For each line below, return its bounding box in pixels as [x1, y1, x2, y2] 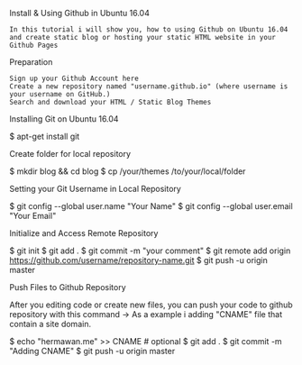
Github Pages [9, 41, 59, 50]
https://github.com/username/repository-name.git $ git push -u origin [9, 255, 268, 265]
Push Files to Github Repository [9, 282, 126, 292]
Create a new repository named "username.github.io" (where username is [9, 82, 288, 91]
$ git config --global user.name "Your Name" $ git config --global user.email [9, 201, 293, 211]
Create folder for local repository [9, 149, 132, 159]
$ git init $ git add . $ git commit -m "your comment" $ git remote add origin [9, 245, 291, 256]
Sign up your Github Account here [9, 74, 140, 83]
